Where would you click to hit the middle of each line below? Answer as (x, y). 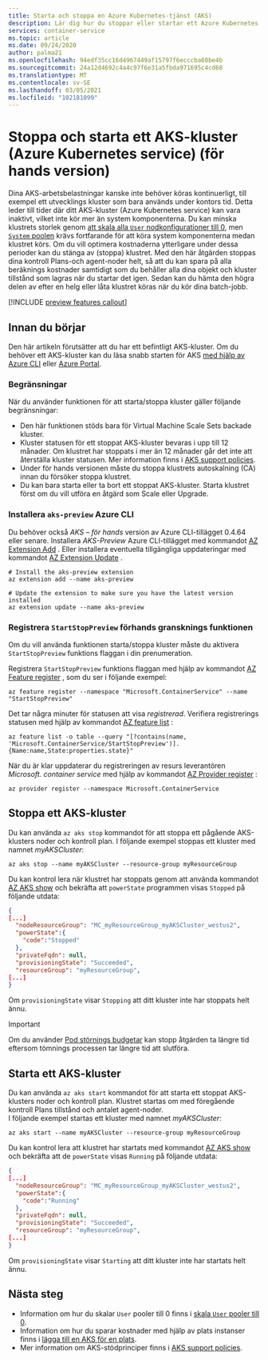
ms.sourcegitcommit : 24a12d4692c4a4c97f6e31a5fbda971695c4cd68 (116, 68)
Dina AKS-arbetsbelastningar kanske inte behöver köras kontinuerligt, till (128, 194)
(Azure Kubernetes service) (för (116, 154)
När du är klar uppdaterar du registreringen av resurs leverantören (117, 766)
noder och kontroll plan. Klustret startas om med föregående (135, 1102)
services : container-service (57, 30)
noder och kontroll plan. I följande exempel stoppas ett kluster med (146, 841)
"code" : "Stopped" (51, 941)
